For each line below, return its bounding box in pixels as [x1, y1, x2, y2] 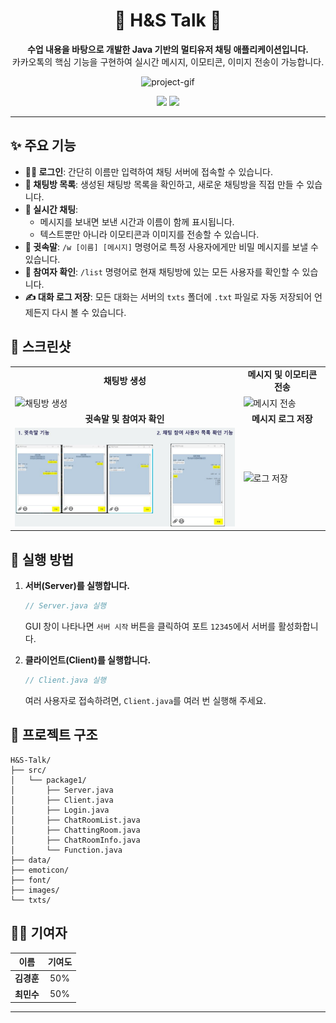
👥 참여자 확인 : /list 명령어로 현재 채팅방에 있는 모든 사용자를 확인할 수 [24, 265, 300, 278]
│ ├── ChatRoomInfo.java [10, 835, 141, 845]
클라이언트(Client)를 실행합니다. [24, 654, 152, 666]
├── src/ [10, 765, 47, 775]
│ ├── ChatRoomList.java [10, 815, 141, 825]
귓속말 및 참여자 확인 [84, 412, 165, 424]
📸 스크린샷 [10, 339, 72, 356]
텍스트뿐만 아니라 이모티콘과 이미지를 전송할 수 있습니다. [39, 228, 260, 240]
